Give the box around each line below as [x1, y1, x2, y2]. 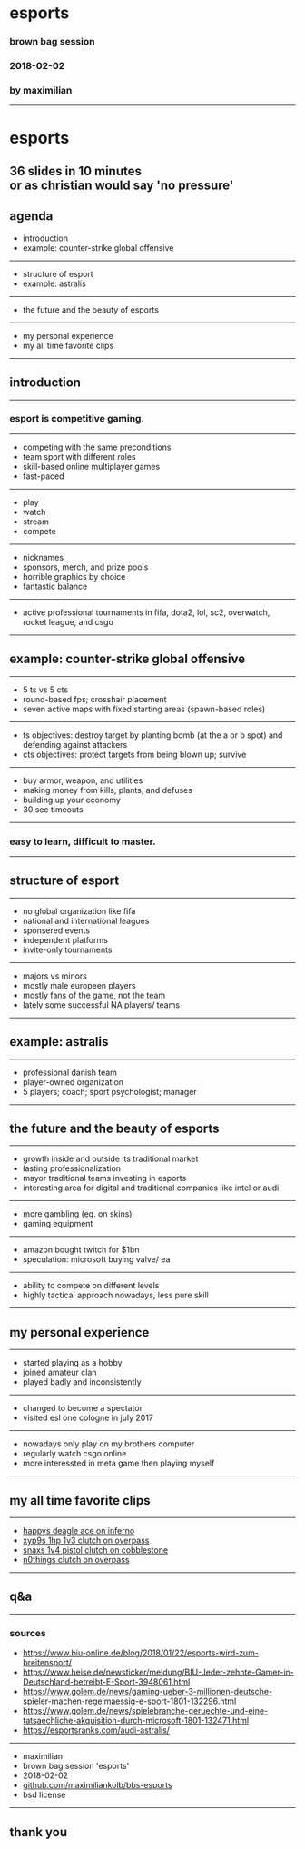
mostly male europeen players [22, 979, 136, 990]
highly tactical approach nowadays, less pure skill [22, 1289, 209, 1301]
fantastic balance [22, 581, 88, 591]
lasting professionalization [22, 1163, 121, 1174]
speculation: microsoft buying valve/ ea [22, 1254, 171, 1265]
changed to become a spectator [22, 1403, 143, 1414]
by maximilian [9, 84, 73, 96]
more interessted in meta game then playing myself [22, 1457, 215, 1469]
